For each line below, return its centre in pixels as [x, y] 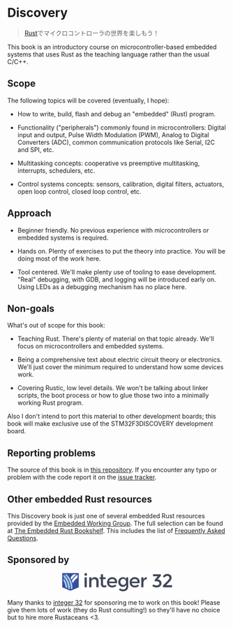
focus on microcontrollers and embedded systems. [91, 346]
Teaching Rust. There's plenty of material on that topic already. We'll [115, 339]
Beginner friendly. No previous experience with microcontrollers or [113, 230]
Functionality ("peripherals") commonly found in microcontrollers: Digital [122, 127]
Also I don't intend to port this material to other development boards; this [112, 417]
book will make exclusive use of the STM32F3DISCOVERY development [110, 424]
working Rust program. [50, 403]
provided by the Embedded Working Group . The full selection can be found [115, 523]
